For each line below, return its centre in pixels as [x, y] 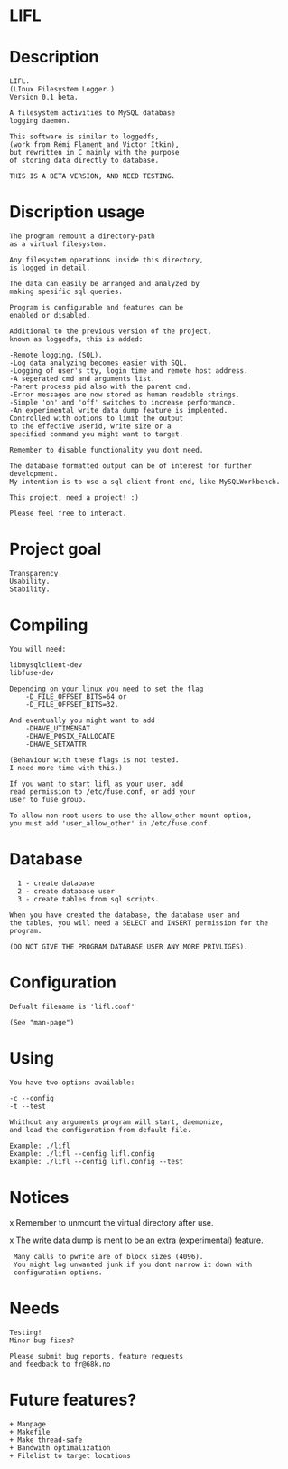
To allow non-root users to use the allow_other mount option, [131, 816]
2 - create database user [66, 891]
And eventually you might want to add [82, 720]
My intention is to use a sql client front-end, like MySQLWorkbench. [145, 482]
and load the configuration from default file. [101, 1130]
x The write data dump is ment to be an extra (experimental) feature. [136, 1240]
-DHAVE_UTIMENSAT [58, 728]
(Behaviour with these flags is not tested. [94, 760]
